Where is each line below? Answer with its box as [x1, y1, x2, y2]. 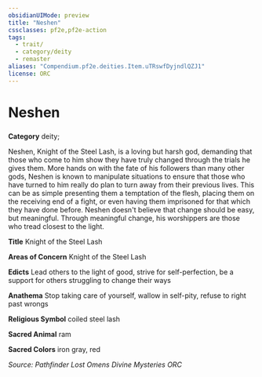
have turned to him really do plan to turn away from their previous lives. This [8, 179, 255, 189]
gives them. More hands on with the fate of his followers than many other [8, 163, 245, 172]
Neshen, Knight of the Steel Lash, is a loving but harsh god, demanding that [8, 147, 253, 156]
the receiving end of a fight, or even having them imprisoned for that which [8, 197, 251, 206]
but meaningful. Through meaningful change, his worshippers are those [8, 213, 241, 223]
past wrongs [8, 299, 49, 308]
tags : [8, 33, 26, 42]
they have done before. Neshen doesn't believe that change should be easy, [8, 205, 255, 214]
